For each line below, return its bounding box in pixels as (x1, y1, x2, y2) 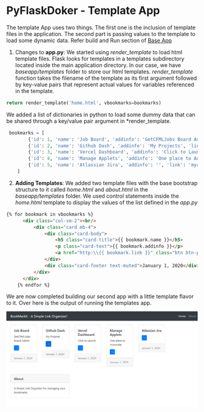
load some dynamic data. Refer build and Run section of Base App (6, 37, 172, 44)
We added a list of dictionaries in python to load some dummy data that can (6, 111, 195, 118)
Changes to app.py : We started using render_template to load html (15, 48, 183, 55)
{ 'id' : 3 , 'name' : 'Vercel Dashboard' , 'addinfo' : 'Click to (28, 149, 186, 155)
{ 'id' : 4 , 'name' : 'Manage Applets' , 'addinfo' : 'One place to (28, 156, 191, 162)
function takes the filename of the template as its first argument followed (15, 74, 197, 82)
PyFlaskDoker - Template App (6, 4, 160, 18)
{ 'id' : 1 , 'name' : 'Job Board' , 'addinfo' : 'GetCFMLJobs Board (28, 136, 191, 142)
